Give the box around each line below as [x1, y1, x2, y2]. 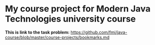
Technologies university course [5, 13, 136, 24]
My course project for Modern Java [5, 3, 151, 14]
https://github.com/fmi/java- [70, 29, 127, 35]
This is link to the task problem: [5, 29, 69, 35]
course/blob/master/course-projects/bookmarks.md [5, 34, 110, 40]
